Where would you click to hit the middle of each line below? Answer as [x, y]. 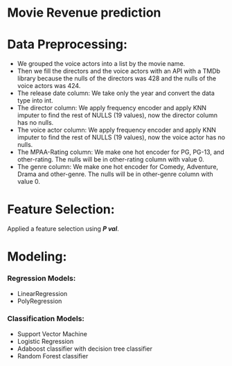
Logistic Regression [45, 341]
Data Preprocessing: [68, 45]
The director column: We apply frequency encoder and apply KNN [111, 108]
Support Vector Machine [52, 333]
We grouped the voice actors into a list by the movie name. [101, 64]
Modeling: [37, 257]
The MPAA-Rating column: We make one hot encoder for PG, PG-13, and [121, 152]
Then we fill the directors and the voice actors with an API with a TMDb [118, 71]
